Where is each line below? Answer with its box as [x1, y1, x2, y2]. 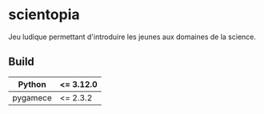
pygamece [12, 92, 52, 103]
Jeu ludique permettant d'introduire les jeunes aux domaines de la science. [8, 32, 257, 41]
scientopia [8, 6, 80, 24]
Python [18, 78, 46, 89]
